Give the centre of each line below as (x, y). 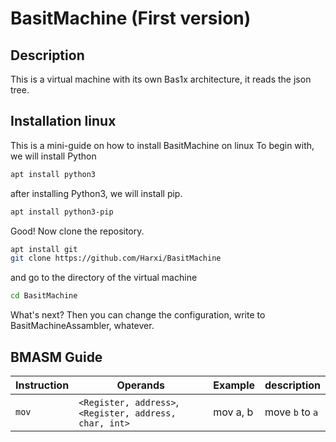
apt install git (44, 249)
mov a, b (233, 412)
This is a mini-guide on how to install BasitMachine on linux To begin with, (162, 145)
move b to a (291, 412)
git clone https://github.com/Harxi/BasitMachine (116, 258)
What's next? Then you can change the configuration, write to (138, 315)
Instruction (42, 385)
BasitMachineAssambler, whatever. (82, 326)
